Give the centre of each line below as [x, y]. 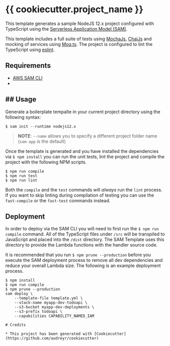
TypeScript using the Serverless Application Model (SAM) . [66, 29]
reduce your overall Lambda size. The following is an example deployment [83, 265]
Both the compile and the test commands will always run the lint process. [84, 190]
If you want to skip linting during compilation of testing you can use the [80, 195]
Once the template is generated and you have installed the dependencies [82, 151]
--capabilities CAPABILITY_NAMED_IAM [54, 316]
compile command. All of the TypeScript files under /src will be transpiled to [85, 234]
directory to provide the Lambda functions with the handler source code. [81, 245]
